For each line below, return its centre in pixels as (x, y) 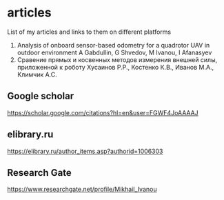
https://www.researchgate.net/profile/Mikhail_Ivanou (82, 189)
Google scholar (41, 96)
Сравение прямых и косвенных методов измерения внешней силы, (117, 59)
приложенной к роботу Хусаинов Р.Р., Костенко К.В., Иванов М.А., (115, 67)
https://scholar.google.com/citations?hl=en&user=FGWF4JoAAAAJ (103, 112)
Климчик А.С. (37, 74)
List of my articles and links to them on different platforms (89, 32)
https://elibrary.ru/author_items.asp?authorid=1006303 (85, 151)
